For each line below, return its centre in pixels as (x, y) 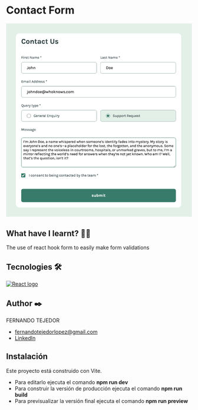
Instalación (27, 357)
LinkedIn (25, 338)
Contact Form (40, 10)
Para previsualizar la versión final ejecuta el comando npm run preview (101, 401)
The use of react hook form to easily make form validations (78, 247)
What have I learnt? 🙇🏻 (49, 233)
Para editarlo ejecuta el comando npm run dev (71, 382)
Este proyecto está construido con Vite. (54, 371)
